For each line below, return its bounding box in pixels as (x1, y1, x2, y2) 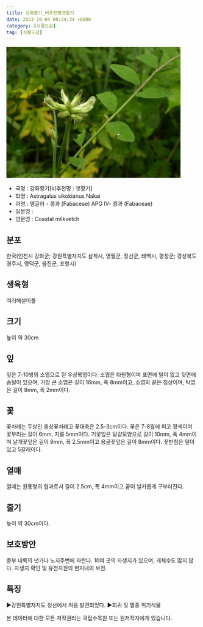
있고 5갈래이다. (6, 446, 43, 453)
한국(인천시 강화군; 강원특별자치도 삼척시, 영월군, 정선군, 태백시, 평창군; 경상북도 (6, 252, 197, 259)
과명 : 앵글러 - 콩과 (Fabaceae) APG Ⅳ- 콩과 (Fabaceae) (15, 200, 153, 208)
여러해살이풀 (6, 297, 37, 304)
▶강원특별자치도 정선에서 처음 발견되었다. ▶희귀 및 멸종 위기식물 (6, 601, 162, 609)
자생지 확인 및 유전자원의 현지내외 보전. (14, 564, 107, 571)
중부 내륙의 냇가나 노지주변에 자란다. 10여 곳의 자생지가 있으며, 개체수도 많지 (6, 556, 188, 564)
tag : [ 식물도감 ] (6, 29, 43, 35)
